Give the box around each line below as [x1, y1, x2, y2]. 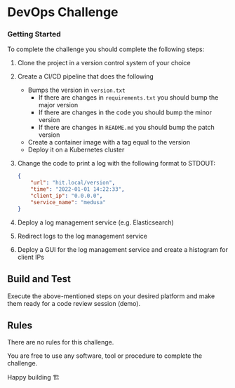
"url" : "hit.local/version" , [30, 180, 116, 187]
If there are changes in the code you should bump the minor [38, 108, 213, 116]
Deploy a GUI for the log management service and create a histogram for [17, 245, 229, 253]
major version [38, 101, 79, 109]
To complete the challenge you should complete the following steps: [7, 45, 205, 53]
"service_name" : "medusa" [30, 199, 107, 206]
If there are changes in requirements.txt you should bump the [38, 93, 219, 102]
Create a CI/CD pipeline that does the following [17, 72, 154, 81]
